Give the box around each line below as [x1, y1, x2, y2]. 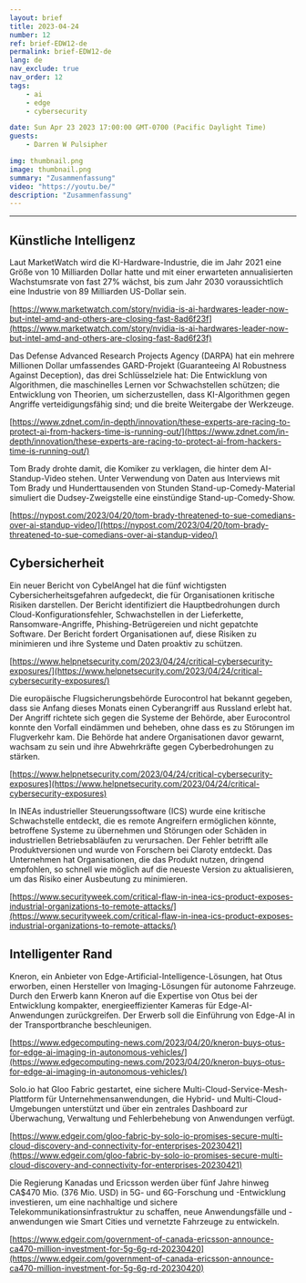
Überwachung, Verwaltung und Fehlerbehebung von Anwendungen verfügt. [9, 1112, 296, 1123]
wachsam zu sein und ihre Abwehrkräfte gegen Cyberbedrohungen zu [9, 740, 274, 752]
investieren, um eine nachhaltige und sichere [9, 1196, 178, 1207]
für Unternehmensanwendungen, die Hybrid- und [45, 1093, 232, 1104]
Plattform [9, 1093, 44, 1104]
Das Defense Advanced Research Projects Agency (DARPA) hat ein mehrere [9, 350, 295, 361]
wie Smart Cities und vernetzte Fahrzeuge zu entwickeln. [65, 1216, 280, 1226]
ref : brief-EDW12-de [9, 38, 88, 48]
